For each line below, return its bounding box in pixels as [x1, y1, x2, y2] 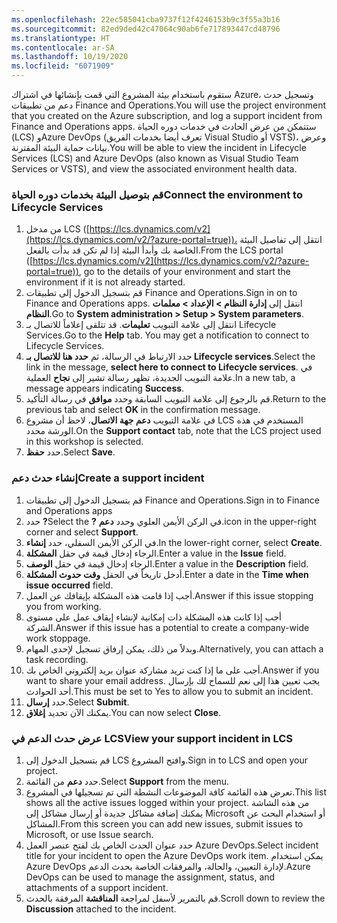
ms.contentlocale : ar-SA [11, 42, 115, 53]
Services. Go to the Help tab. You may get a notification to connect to [25, 329, 310, 341]
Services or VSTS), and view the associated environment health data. [11, 163, 298, 175]
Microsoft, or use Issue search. [25, 828, 154, 840]
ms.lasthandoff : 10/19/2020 [11, 52, 129, 62]
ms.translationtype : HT [11, 33, 111, 43]
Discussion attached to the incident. [25, 902, 177, 915]
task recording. [25, 653, 89, 665]
